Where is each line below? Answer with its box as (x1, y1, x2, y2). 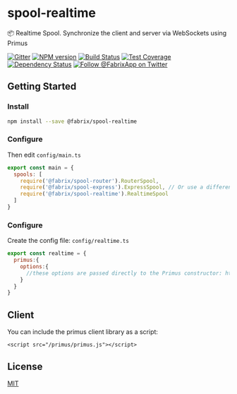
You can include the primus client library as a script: (7, 328, 159, 336)
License (7, 360, 43, 372)
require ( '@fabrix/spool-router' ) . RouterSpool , (20, 177, 159, 184)
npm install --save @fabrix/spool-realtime (7, 118, 138, 125)
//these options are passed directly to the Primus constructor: (25, 270, 222, 277)
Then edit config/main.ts (7, 150, 81, 159)
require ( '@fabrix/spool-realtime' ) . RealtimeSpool (20, 191, 169, 198)
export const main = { (7, 164, 74, 171)
